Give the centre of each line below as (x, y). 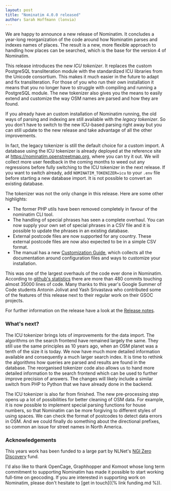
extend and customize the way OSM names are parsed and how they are (82, 98)
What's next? (22, 324)
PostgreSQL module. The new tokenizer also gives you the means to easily (84, 93)
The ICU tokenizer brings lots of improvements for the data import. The (80, 335)
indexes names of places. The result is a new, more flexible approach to (81, 45)
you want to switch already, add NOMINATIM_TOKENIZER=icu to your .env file (83, 173)
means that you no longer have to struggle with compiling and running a (81, 88)
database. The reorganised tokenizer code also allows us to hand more (80, 367)
